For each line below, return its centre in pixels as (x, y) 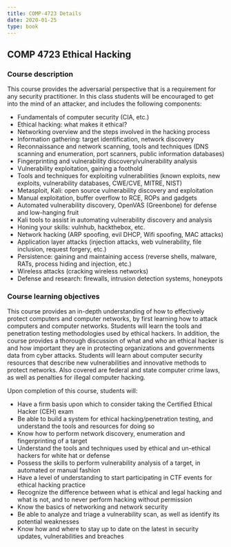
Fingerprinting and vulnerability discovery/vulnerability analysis (107, 161)
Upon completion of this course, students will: (72, 391)
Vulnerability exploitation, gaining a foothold (80, 169)
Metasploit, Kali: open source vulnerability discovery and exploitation (115, 191)
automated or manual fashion (59, 470)
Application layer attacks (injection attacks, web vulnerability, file (109, 242)
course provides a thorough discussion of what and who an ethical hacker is (115, 341)
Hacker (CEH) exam (45, 412)
